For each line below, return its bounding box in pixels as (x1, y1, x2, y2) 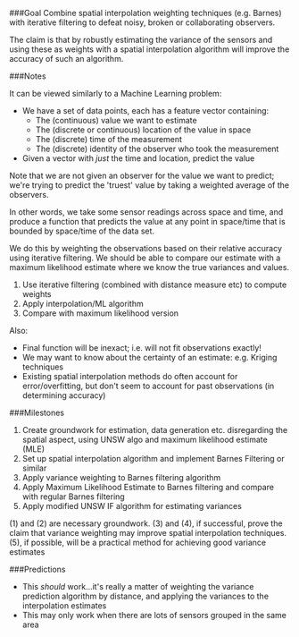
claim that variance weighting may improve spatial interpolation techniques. (9, 528, 287, 538)
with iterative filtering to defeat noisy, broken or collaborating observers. (9, 17, 276, 28)
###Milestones (9, 407, 65, 418)
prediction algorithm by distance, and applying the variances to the (21, 590, 270, 601)
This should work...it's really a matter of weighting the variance (21, 582, 254, 591)
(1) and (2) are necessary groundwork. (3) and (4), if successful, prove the (9, 518, 283, 529)
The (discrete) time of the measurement (35, 134, 183, 144)
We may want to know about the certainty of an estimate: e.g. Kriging (21, 352, 278, 362)
